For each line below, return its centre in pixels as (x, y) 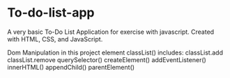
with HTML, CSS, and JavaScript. (55, 39)
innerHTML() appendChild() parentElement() (71, 67)
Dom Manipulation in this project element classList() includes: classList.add (115, 52)
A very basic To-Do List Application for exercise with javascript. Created (111, 32)
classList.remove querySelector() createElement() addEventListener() (107, 59)
